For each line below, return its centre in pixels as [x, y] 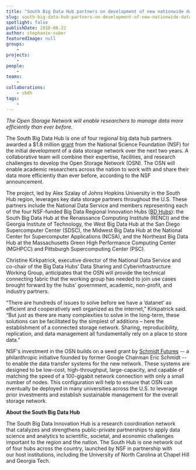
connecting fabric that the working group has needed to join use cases [91, 279]
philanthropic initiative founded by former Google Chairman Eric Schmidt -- [96, 357]
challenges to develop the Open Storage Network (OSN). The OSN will [90, 163]
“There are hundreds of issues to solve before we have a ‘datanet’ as [89, 302]
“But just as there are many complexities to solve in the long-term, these [93, 315]
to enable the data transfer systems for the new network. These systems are [98, 364]
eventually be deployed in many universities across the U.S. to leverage [92, 388]
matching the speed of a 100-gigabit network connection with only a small [95, 376]
